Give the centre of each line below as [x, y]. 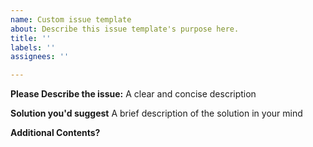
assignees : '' [40, 57]
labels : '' [33, 47]
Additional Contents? [55, 133]
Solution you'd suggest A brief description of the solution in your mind [156, 113]
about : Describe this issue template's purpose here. [125, 29]
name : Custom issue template [71, 19]
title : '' [31, 38]
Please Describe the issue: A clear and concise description [133, 94]
